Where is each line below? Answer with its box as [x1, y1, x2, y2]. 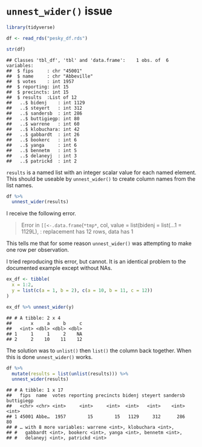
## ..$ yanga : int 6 [6, 142, 77, 148]
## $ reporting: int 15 [6, 84, 69, 90]
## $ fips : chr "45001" [6, 68, 83, 74]
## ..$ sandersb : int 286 [6, 110, 83, 116]
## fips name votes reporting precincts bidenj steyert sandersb [6, 392, 186, 398]
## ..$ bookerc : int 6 [6, 136, 77, 143]
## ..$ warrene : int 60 [6, 121, 80, 127]
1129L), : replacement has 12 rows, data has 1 [21, 228, 134, 235]
